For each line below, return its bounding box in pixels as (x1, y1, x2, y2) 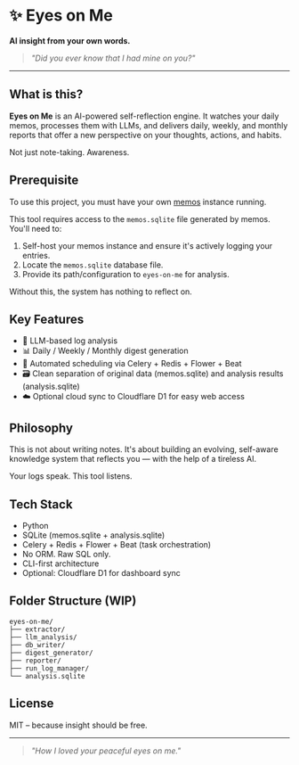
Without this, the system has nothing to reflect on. (9, 286, 193, 297)
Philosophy (9, 420, 74, 435)
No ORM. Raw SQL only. (21, 549, 111, 559)
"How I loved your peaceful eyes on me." (30, 745, 182, 756)
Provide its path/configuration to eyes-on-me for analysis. (21, 268, 230, 279)
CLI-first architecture (21, 558, 100, 569)
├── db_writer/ (9, 640, 66, 649)
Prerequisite (9, 173, 79, 188)
